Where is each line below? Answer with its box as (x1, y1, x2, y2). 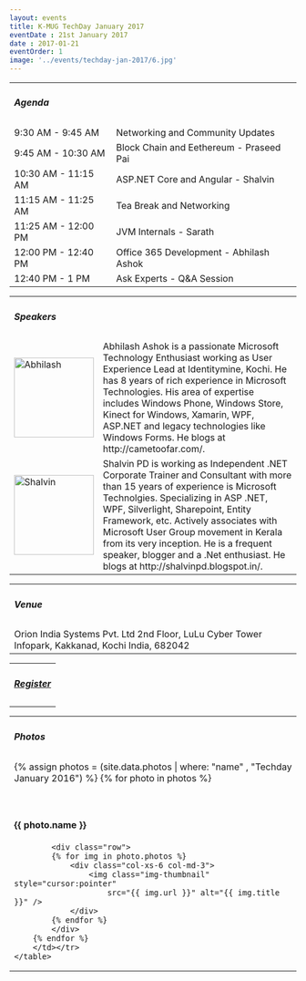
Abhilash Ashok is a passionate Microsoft (103, 340, 280, 353)
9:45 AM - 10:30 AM (14, 147, 106, 160)
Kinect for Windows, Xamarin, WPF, (103, 408, 255, 421)
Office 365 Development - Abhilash (116, 246, 270, 259)
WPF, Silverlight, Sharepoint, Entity (103, 503, 252, 516)
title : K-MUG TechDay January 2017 (9, 22, 145, 31)
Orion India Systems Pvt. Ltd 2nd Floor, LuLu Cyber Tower (14, 628, 262, 641)
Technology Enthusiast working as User (103, 352, 273, 365)
